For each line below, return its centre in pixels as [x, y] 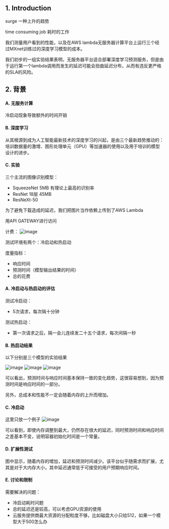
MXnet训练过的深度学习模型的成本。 [47, 49]
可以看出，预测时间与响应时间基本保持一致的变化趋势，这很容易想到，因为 [82, 378]
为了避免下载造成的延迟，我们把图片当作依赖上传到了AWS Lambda [74, 210]
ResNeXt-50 [25, 200]
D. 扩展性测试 [19, 449]
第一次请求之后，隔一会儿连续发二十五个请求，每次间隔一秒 [74, 333]
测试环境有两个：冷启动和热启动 [38, 242]
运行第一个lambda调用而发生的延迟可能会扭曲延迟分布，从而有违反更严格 [86, 65]
